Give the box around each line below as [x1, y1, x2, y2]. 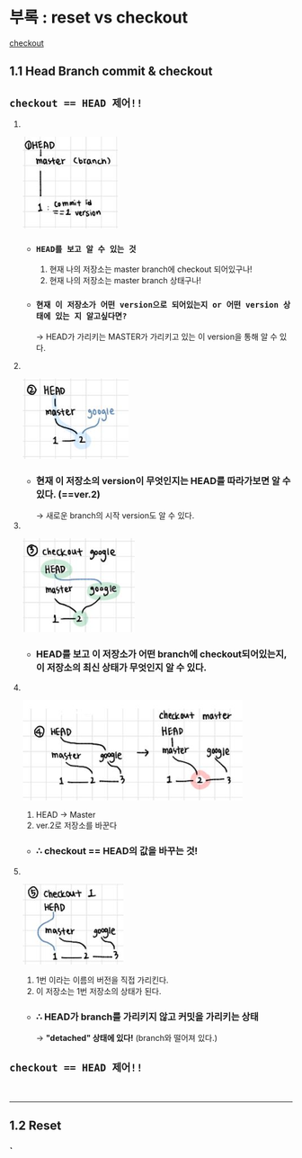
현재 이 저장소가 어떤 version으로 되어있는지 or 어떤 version [35, 300, 279, 310]
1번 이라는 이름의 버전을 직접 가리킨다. [35, 974, 169, 985]
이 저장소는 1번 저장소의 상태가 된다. [35, 985, 162, 996]
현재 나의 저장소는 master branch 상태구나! [49, 275, 202, 286]
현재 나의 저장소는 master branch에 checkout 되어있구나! [49, 264, 253, 274]
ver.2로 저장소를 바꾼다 [35, 820, 118, 831]
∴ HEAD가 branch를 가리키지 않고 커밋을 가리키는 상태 [35, 1010, 259, 1023]
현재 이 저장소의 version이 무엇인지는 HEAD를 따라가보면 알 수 [35, 474, 291, 487]
